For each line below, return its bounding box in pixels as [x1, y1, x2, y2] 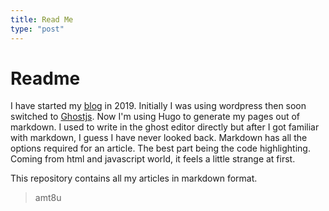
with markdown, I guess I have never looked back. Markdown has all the [10, 132, 308, 144]
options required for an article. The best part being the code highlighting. [10, 142, 311, 155]
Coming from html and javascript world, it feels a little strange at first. [10, 153, 296, 165]
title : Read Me [10, 14, 74, 25]
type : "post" [10, 24, 65, 34]
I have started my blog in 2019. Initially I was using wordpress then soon [10, 100, 307, 112]
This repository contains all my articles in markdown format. [10, 172, 258, 185]
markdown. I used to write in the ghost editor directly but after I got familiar [10, 121, 320, 133]
